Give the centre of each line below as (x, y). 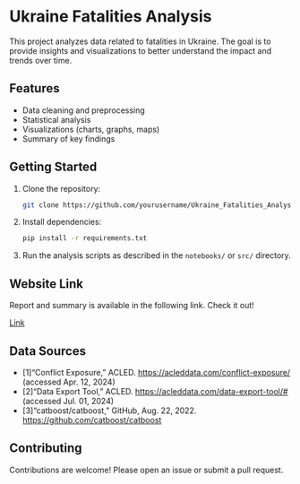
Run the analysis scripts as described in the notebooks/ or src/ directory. (156, 255)
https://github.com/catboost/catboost (92, 419)
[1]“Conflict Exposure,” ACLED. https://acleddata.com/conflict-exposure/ (156, 372)
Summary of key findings (69, 138)
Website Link (46, 284)
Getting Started (53, 167)
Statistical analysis (56, 119)
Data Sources (48, 351)
